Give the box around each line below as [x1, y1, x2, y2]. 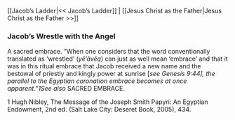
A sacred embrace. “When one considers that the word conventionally [7, 47, 210, 56]
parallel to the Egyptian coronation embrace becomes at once [7, 77, 187, 85]
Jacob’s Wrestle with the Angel [7, 31, 116, 41]
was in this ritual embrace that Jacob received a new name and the [7, 62, 201, 70]
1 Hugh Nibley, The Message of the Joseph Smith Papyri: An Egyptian [7, 98, 208, 106]
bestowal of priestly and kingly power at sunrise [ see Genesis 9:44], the [7, 70, 215, 78]
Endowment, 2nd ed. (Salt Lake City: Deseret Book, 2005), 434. [7, 105, 192, 114]
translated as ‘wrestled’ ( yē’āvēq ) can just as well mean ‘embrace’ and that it [7, 54, 228, 63]
